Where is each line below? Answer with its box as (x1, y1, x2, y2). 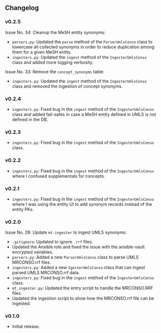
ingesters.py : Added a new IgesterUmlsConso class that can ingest (12, 265, 145, 271)
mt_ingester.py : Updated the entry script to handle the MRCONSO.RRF (12, 285, 153, 291)
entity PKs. (12, 206, 34, 212)
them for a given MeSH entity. (12, 49, 72, 55)
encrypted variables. (12, 249, 54, 255)
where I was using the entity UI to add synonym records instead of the (12, 201, 152, 207)
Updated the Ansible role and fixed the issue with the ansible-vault (12, 244, 145, 250)
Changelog (5, 4, 39, 12)
